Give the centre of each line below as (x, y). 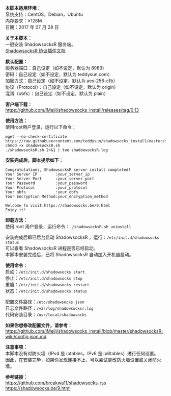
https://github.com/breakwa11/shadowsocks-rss (56, 383)
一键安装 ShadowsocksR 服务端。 (41, 44)
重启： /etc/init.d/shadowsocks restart (47, 284)
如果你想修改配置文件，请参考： (39, 325)
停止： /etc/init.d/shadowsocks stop (44, 278)
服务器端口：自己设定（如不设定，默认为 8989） (56, 68)
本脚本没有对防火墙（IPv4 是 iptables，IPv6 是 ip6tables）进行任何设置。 (82, 353)
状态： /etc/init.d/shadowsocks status (46, 291)
